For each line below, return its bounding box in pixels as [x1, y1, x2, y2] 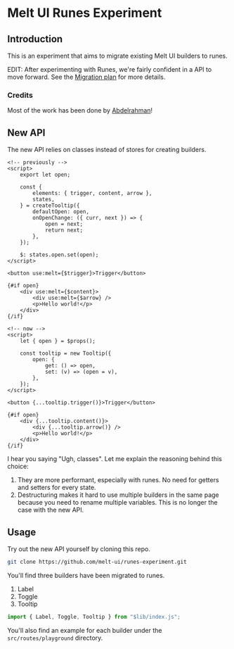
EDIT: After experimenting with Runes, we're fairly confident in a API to [7, 65, 212, 73]
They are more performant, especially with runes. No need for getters [17, 476, 219, 484]
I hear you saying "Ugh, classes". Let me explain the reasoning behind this [7, 455, 223, 463]
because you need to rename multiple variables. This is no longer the [17, 498, 218, 507]
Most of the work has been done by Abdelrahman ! [7, 106, 153, 115]
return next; [44, 227, 83, 234]
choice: [7, 462, 30, 471]
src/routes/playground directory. [7, 634, 103, 642]
